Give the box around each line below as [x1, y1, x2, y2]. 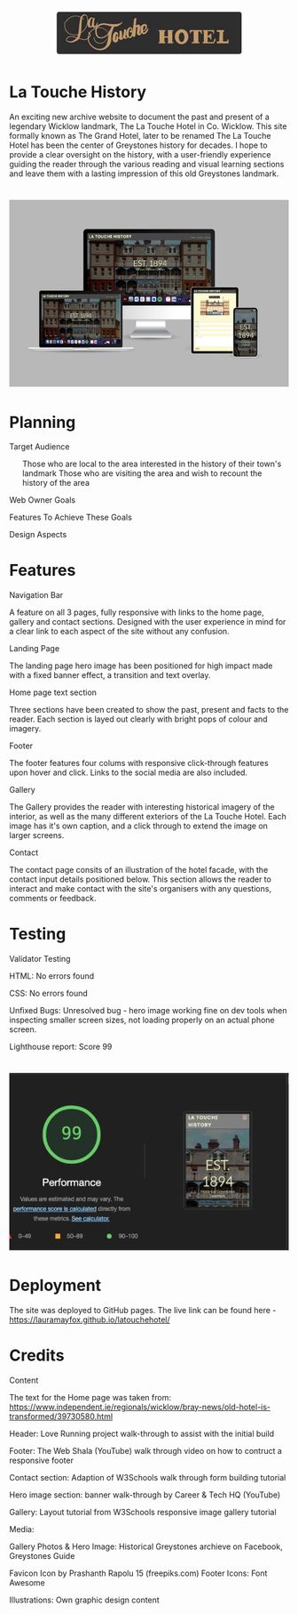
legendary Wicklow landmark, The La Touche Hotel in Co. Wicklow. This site [9, 121, 287, 132]
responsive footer [9, 1455, 74, 1465]
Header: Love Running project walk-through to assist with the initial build [9, 1428, 275, 1439]
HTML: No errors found [9, 971, 95, 981]
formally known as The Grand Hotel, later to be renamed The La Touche [9, 131, 271, 141]
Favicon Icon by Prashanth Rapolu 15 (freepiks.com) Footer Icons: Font [9, 1568, 268, 1578]
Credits [9, 1345, 65, 1365]
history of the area [21, 478, 90, 488]
